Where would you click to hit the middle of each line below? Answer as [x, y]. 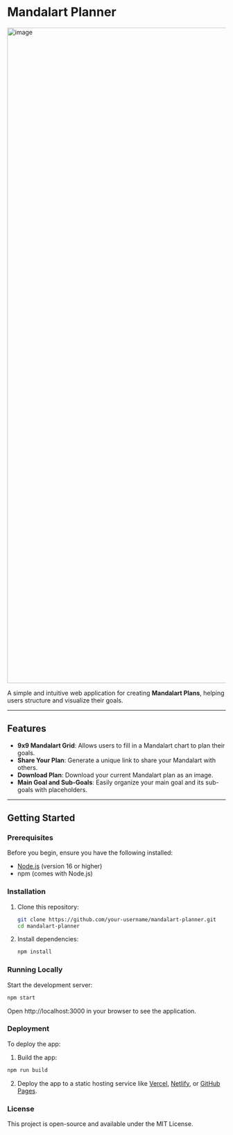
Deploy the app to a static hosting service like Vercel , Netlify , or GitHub [119, 1083]
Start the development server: [50, 985]
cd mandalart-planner [48, 926]
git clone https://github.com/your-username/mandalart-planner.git [116, 919]
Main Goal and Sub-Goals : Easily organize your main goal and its [111, 782]
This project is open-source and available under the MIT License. [100, 1124]
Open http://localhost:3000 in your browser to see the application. [102, 1011]
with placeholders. [61, 789]
